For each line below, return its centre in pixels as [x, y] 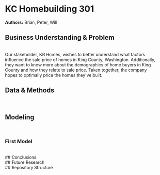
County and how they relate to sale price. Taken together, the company [76, 70]
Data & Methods [30, 90]
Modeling [20, 117]
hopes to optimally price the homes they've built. [54, 75]
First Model [19, 142]
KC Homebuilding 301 [49, 9]
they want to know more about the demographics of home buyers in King [78, 64]
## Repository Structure [29, 167]
